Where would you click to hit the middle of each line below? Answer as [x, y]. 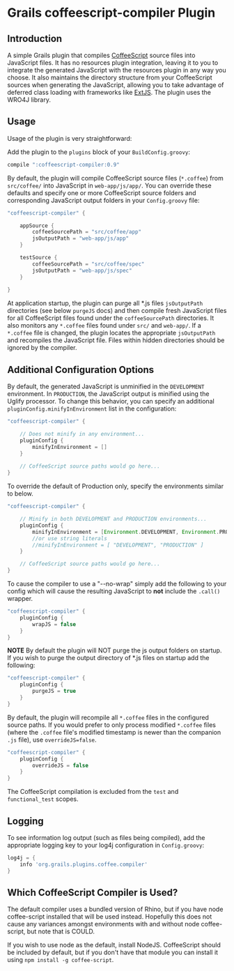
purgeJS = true [54, 691]
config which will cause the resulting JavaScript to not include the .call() [114, 591]
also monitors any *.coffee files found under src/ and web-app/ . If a [104, 326]
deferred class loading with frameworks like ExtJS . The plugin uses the [109, 92]
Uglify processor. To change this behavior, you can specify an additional [111, 402]
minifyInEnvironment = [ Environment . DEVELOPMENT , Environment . [126, 532]
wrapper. [20, 598]
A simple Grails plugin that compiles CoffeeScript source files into [101, 55]
